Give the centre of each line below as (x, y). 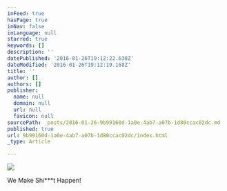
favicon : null (33, 116)
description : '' (30, 52)
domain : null (32, 103)
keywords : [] (26, 46)
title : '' (21, 71)
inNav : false (26, 26)
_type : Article (29, 142)
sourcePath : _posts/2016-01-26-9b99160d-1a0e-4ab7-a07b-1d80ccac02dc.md (114, 122)
